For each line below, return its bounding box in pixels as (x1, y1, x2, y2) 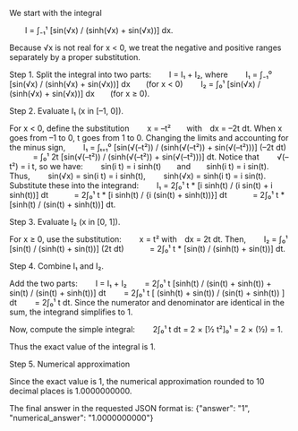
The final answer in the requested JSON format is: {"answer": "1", (9, 403, 251, 413)
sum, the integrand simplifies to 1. (9, 306, 133, 317)
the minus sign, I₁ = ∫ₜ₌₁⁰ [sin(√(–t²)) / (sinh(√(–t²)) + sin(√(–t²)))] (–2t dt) (9, 142, 286, 152)
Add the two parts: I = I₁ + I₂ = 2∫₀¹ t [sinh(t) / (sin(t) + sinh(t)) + (9, 278, 272, 289)
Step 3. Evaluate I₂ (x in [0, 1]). (9, 217, 121, 227)
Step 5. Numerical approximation (9, 358, 131, 369)
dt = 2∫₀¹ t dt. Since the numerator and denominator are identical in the (9, 297, 285, 307)
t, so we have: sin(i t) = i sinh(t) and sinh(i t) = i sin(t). (31, 161, 269, 171)
